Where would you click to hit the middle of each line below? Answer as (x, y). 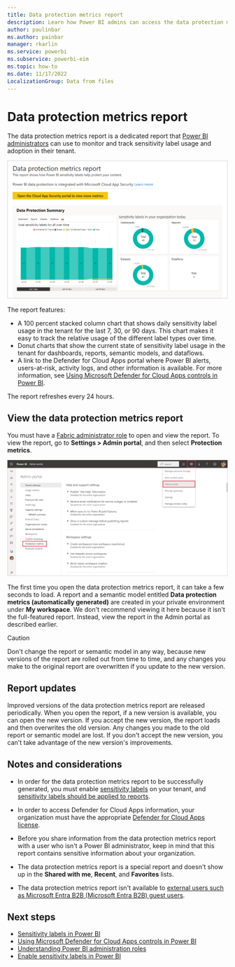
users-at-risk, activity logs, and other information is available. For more (120, 368)
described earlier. (33, 625)
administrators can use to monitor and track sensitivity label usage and (109, 144)
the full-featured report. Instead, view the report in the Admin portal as (109, 617)
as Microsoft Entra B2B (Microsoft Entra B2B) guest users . (101, 895)
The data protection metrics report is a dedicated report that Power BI (108, 136)
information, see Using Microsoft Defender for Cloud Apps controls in (117, 375)
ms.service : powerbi (37, 52)
